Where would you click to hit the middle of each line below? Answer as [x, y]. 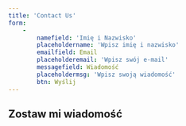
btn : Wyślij [57, 82]
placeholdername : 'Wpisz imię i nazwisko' [108, 45]
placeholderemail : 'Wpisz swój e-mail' [103, 60]
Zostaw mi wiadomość [66, 114]
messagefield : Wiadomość [78, 67]
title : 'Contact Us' [43, 15]
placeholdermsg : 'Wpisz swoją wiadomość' [107, 74]
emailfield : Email [67, 52]
